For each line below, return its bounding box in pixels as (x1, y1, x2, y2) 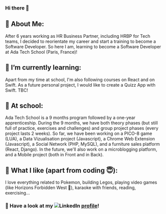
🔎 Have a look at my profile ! (5, 203, 100, 210)
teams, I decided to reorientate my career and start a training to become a (5, 38, 156, 44)
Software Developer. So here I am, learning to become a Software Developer (5, 43, 162, 49)
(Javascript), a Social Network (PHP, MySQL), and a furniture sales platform (5, 141, 160, 147)
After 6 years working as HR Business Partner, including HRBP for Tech (5, 33, 150, 39)
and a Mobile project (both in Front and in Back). (5, 152, 104, 158)
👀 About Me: (5, 20, 45, 28)
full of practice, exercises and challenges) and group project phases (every (5, 125, 159, 131)
